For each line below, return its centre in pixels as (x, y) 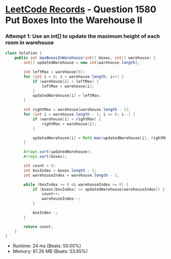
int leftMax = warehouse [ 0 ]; (54, 72)
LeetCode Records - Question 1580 (81, 9)
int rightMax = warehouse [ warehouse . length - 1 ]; (77, 110)
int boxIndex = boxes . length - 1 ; (60, 170)
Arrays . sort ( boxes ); (45, 157)
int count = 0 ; (40, 166)
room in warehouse (30, 43)
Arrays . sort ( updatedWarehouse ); (58, 152)
